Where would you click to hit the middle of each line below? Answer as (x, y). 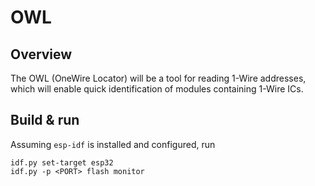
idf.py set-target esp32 (62, 162)
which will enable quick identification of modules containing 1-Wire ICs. (157, 89)
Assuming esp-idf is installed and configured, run (113, 144)
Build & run (45, 120)
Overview (41, 54)
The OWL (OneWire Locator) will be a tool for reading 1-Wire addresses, (158, 78)
